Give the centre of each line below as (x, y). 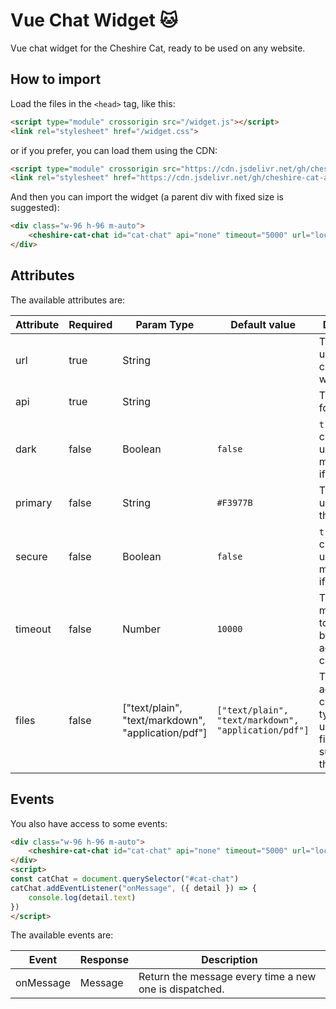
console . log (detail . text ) (82, 897)
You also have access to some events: (89, 823)
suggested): (35, 208)
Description (229, 960)
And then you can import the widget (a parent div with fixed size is (147, 197)
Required (90, 324)
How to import (56, 79)
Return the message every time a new (227, 977)
